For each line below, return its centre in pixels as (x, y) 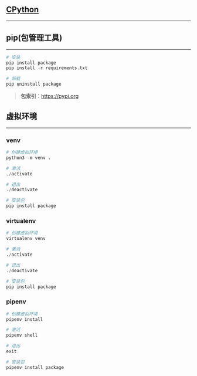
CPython (23, 10)
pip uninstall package (34, 84)
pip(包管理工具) (34, 38)
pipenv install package (35, 367)
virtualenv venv (26, 239)
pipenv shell (22, 336)
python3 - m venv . (28, 158)
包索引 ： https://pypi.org (50, 96)
